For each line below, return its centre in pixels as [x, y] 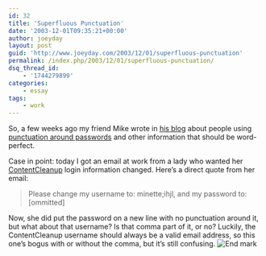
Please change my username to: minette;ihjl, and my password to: [137, 194]
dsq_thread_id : [34, 68]
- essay [35, 91]
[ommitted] [46, 203]
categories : [28, 83]
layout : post [30, 46]
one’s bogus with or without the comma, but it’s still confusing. [112, 244]
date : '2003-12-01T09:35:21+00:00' [68, 31]
